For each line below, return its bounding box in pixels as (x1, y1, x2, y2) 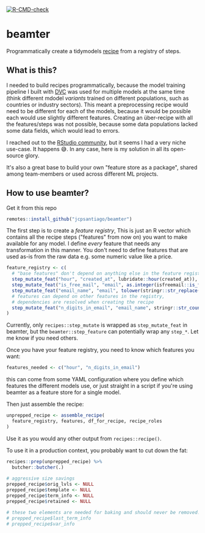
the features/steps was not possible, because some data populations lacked (6, 120, 198, 128)
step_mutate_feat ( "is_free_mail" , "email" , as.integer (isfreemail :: (12, 282, 190, 288)
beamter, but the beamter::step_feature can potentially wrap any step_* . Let (6, 328, 199, 335)
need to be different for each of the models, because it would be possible (6, 107, 191, 114)
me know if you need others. (6, 334, 78, 342)
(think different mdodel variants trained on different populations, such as (6, 94, 189, 102)
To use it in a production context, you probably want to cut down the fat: (6, 447, 188, 454)
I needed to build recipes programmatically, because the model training (6, 81, 186, 89)
